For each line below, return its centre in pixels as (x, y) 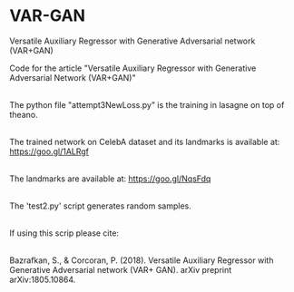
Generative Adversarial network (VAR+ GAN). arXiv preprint (121, 269)
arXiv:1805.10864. (43, 279)
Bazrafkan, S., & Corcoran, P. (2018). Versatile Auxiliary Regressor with (142, 260)
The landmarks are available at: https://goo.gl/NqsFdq (110, 179)
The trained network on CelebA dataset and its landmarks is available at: (145, 141)
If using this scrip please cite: (64, 233)
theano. (24, 114)
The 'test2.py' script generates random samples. (101, 206)
